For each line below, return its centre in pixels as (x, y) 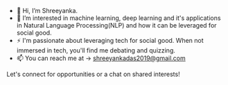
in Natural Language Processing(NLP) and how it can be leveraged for (116, 25)
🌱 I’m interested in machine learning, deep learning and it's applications (119, 18)
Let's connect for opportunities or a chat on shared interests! (94, 74)
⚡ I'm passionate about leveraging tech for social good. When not (110, 40)
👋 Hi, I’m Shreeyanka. (47, 11)
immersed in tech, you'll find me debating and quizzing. (96, 50)
